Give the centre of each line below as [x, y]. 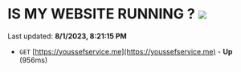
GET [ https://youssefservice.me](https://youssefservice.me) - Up [126, 51]
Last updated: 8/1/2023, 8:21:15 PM [67, 36]
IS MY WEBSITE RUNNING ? [102, 14]
